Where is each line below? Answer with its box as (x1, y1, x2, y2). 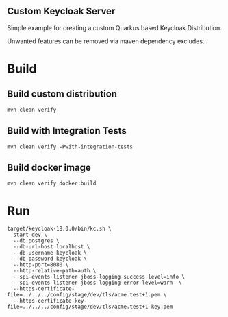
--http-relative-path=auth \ (13, 268, 97, 274)
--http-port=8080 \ (13, 261, 69, 268)
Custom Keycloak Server (7, 5, 116, 17)
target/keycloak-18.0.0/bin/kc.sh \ (7, 226, 112, 233)
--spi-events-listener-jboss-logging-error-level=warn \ (13, 279, 183, 287)
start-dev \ (13, 231, 48, 239)
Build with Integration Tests (7, 125, 127, 137)
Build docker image (7, 162, 91, 174)
